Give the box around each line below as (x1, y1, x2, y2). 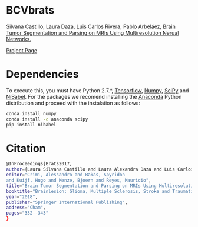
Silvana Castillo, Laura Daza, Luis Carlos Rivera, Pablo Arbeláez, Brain (6, 23, 176, 30)
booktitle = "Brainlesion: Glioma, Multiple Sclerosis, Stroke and (6, 188, 170, 194)
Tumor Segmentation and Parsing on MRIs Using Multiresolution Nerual (6, 29, 179, 36)
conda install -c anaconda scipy (6, 116, 88, 122)
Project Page (6, 46, 37, 54)
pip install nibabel (6, 122, 57, 128)
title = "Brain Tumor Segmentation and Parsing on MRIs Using (6, 183, 157, 189)
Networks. (6, 35, 31, 42)
